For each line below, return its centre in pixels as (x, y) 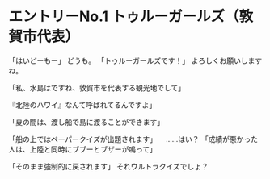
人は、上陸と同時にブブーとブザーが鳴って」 (83, 149)
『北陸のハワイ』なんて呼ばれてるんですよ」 (82, 105)
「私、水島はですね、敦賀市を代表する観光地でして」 (97, 87)
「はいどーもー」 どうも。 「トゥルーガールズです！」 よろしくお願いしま (132, 60)
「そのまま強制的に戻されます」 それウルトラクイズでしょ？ (108, 166)
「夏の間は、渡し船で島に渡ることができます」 (86, 122)
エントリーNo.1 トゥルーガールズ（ (124, 17)
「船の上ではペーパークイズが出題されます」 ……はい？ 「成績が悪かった (133, 139)
